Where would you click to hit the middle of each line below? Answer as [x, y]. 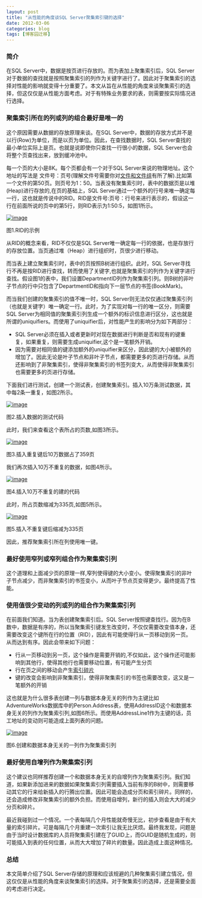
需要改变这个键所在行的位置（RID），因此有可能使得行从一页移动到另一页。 [99, 635]
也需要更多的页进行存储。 [47, 372]
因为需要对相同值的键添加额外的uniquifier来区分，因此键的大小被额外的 [103, 349]
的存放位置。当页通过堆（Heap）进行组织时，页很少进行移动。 [84, 250]
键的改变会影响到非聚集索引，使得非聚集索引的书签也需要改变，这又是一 [104, 678]
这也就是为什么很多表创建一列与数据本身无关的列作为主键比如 [83, 698]
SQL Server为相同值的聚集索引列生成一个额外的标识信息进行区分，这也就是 [99, 314]
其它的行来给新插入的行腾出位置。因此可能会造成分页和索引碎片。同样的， [103, 792]
